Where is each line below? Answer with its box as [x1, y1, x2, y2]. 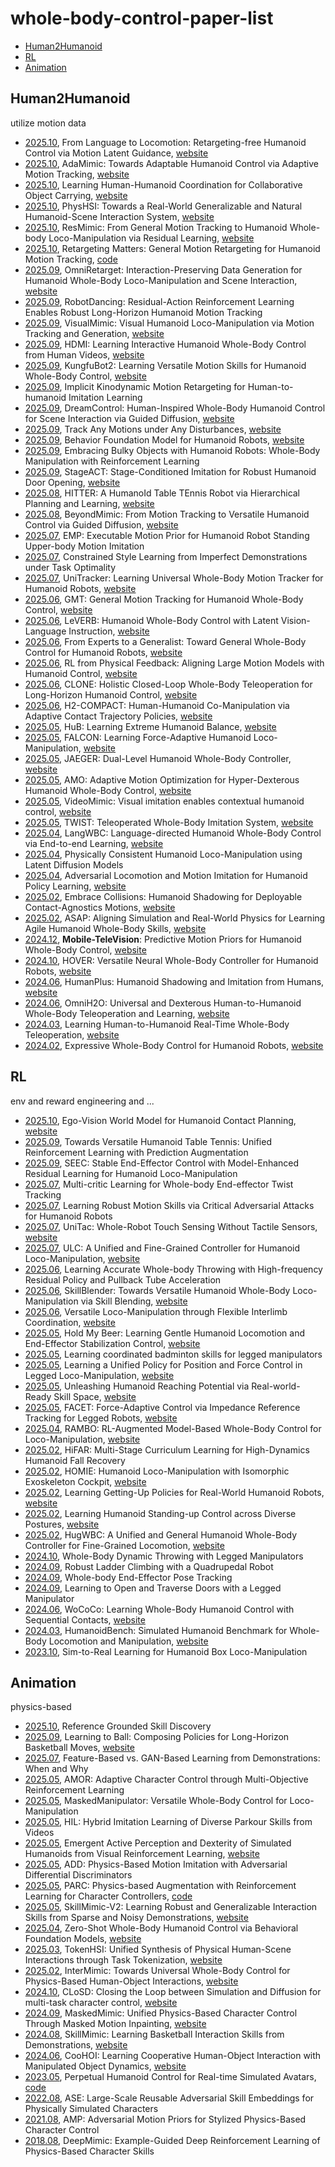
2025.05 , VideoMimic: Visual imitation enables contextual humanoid [24, 795, 305, 807]
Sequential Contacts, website [24, 1613, 146, 1626]
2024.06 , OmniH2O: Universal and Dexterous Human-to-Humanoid [24, 997, 302, 1009]
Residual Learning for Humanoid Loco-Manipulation [24, 1167, 238, 1179]
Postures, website [24, 1518, 100, 1530]
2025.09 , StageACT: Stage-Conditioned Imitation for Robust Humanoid [24, 465, 317, 477]
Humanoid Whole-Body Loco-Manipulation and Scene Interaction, [24, 274, 298, 286]
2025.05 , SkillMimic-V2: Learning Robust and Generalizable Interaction [24, 1901, 318, 1913]
